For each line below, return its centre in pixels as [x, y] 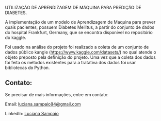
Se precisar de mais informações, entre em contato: [57, 94]
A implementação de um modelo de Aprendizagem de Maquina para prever [80, 22]
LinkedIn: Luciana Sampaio [32, 113]
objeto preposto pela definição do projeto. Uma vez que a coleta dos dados [80, 57]
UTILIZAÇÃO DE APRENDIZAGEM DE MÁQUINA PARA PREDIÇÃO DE [73, 8]
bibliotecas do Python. [27, 68]
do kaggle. [16, 37]
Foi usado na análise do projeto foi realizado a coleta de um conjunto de [77, 47]
